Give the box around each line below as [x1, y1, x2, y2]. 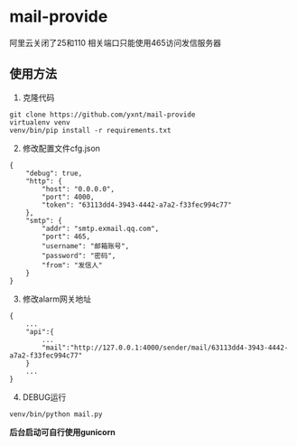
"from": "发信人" [42, 260, 103, 270]
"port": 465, [42, 232, 91, 241]
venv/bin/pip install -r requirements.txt [9, 125, 172, 135]
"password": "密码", [42, 251, 116, 260]
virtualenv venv [9, 117, 70, 127]
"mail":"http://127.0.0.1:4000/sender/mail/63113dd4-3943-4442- [42, 343, 289, 352]
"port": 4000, [42, 192, 95, 201]
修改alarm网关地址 [22, 293, 92, 304]
